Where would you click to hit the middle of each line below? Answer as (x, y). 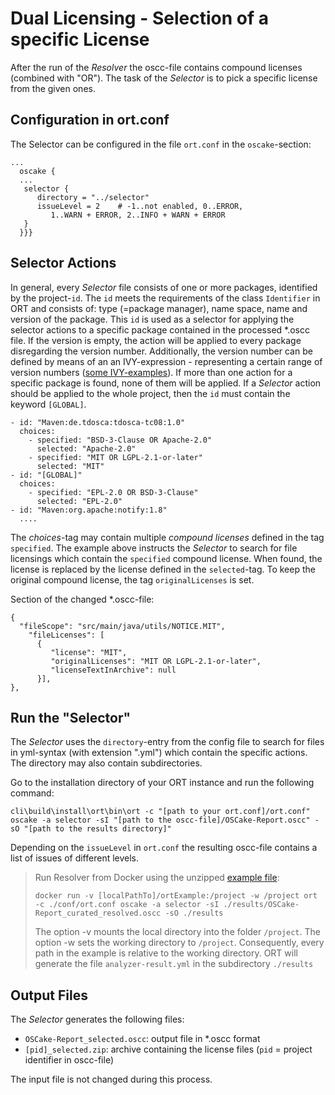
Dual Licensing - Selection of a (139, 18)
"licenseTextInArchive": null (113, 670)
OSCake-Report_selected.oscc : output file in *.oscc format (142, 1039)
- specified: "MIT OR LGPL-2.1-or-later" (115, 457)
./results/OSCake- (261, 905)
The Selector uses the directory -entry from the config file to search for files (167, 742)
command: (32, 793)
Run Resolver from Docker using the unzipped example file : (157, 878)
